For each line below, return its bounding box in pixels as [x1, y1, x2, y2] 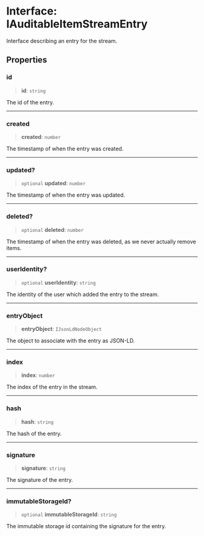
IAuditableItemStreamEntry [6, 17, 148, 31]
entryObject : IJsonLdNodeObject [21, 325, 102, 333]
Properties [6, 55, 47, 65]
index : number [21, 371, 56, 379]
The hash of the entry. [6, 430, 62, 437]
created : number [21, 133, 61, 140]
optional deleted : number [21, 226, 84, 233]
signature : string [21, 464, 66, 472]
